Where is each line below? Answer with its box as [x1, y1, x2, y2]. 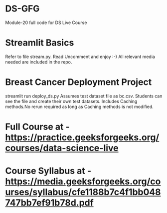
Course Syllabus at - [5, 165, 92, 176]
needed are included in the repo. [5, 58, 72, 65]
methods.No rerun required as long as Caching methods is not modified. [5, 103, 154, 109]
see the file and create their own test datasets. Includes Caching [5, 98, 138, 104]
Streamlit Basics [5, 37, 74, 48]
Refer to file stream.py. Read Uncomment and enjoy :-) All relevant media [5, 53, 156, 59]
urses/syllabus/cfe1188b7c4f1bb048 [5, 186, 161, 198]
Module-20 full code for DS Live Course [5, 19, 87, 25]
